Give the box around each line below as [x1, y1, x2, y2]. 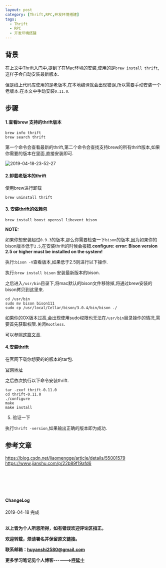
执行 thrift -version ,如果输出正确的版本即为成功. [5, 425, 107, 432]
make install [5, 405, 32, 410]
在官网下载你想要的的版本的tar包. [5, 356, 73, 362]
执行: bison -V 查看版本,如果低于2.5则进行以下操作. [5, 259, 108, 265]
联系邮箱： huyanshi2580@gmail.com [5, 546, 85, 552]
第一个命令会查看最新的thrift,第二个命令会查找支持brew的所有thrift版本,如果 [5, 144, 160, 151]
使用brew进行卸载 [5, 185, 42, 191]
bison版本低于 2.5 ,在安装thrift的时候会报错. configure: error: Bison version [5, 243, 158, 249]
